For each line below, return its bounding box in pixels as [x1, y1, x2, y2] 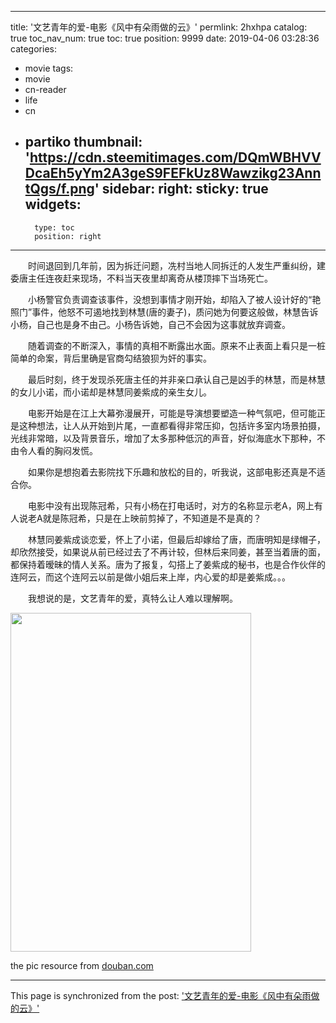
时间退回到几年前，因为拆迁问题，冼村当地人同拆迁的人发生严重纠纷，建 [27, 259, 326, 271]
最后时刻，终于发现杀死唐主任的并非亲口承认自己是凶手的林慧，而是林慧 [27, 373, 326, 385]
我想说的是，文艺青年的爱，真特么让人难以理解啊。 [27, 592, 238, 604]
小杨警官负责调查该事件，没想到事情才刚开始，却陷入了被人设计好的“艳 [27, 293, 322, 305]
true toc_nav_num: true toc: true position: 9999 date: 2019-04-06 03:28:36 [10, 32, 320, 44]
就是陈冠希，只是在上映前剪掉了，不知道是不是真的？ [42, 512, 262, 524]
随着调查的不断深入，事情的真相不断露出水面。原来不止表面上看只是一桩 [27, 339, 326, 351]
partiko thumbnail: [24, 134, 143, 151]
